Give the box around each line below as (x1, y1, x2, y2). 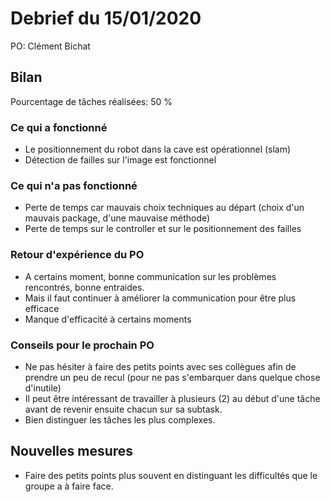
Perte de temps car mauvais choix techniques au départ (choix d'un (24, 202, 305, 214)
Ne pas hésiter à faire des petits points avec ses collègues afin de (24, 360, 297, 372)
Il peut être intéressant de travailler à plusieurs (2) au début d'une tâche (24, 392, 321, 404)
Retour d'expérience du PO (10, 248, 145, 262)
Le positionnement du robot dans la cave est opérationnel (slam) (24, 143, 292, 156)
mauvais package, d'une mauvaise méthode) (24, 212, 211, 224)
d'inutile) (24, 382, 62, 394)
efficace (24, 302, 60, 314)
